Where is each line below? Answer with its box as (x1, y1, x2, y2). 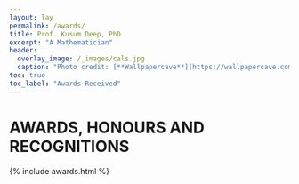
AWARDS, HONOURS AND (9, 117, 205, 138)
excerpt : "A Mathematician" (9, 37, 114, 47)
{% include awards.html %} (9, 165, 110, 176)
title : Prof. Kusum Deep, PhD (9, 29, 122, 38)
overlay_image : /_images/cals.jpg (17, 54, 145, 63)
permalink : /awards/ (9, 21, 86, 30)
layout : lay (9, 12, 53, 22)
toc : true (9, 71, 46, 80)
